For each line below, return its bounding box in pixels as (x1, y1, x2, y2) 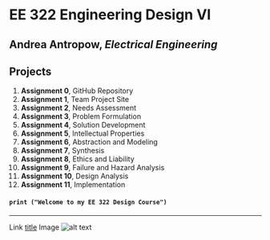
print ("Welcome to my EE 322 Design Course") (9, 198, 167, 206)
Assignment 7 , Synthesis (20, 146, 105, 156)
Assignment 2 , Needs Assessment (20, 103, 137, 113)
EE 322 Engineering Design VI (9, 6, 212, 24)
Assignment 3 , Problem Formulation (20, 112, 142, 121)
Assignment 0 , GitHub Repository (20, 86, 134, 96)
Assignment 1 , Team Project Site (20, 95, 130, 104)
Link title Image (9, 222, 59, 232)
